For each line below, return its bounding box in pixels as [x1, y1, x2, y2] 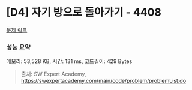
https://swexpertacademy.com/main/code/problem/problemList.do [20, 77, 187, 85]
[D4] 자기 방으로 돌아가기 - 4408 [6, 5, 162, 19]
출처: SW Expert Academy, [20, 70, 86, 78]
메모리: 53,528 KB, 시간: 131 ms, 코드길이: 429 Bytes [6, 58, 133, 65]
